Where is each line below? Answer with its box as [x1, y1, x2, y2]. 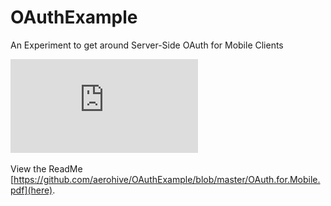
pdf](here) [10, 184, 53, 196]
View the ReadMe [10, 162, 83, 175]
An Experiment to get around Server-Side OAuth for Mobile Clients [10, 39, 284, 51]
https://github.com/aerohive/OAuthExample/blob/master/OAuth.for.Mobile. [13, 173, 321, 185]
